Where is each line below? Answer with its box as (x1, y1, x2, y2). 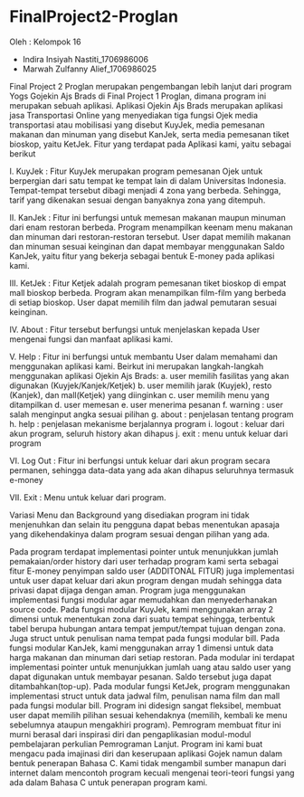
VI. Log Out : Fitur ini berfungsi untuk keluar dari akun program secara (9, 455, 271, 466)
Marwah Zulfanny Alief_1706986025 (22, 63, 157, 74)
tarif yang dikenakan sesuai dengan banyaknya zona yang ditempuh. (9, 195, 266, 205)
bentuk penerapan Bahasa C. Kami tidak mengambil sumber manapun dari (9, 757, 287, 768)
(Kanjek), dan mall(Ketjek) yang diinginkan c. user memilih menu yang (9, 389, 270, 400)
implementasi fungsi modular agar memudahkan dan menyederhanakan (9, 594, 278, 605)
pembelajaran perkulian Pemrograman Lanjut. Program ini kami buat (9, 738, 263, 749)
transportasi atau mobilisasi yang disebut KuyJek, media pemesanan (9, 119, 265, 130)
